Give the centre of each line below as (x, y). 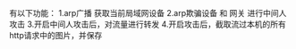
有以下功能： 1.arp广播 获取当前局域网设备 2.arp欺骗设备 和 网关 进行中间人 (148, 13)
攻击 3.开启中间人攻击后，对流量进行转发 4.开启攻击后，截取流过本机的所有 (148, 24)
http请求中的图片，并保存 (56, 35)
